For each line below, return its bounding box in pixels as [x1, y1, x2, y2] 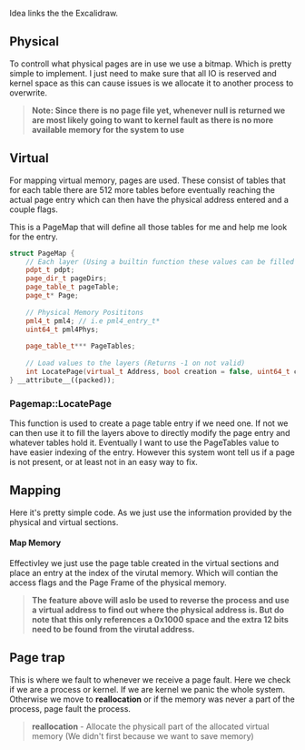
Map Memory [9, 537, 62, 549]
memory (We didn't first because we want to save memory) [31, 730, 254, 741]
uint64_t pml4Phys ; [25, 325, 100, 334]
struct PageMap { [9, 248, 75, 258]
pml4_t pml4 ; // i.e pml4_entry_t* [25, 316, 161, 326]
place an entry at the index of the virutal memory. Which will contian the [9, 567, 279, 578]
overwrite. [9, 86, 48, 98]
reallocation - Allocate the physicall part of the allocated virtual [31, 721, 270, 732]
